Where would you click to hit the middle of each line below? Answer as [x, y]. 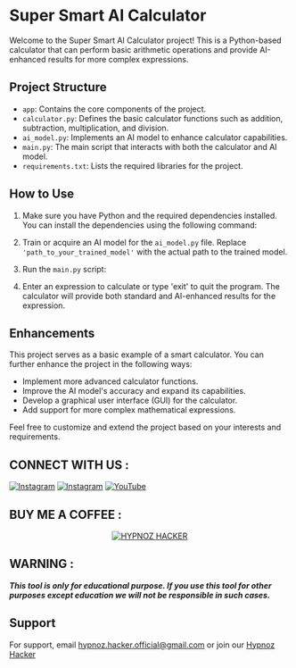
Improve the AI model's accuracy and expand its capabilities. [134, 391]
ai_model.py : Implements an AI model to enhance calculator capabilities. [155, 137]
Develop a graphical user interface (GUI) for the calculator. [130, 401]
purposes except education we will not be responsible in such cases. [140, 595]
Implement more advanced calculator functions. [110, 381]
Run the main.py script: [64, 269]
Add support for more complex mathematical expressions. [129, 410]
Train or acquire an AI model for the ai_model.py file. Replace [134, 242]
